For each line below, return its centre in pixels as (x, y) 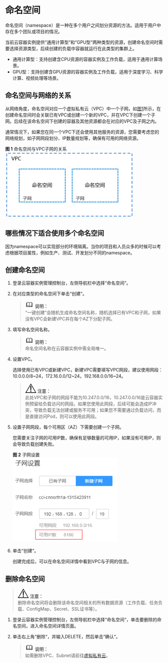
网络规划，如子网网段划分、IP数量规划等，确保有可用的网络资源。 (73, 138)
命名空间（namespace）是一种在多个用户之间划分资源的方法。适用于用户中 (83, 25)
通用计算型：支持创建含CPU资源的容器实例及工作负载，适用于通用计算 (85, 59)
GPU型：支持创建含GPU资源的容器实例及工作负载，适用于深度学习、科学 (88, 71)
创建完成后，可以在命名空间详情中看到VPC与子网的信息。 (72, 561)
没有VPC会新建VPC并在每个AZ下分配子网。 (70, 319)
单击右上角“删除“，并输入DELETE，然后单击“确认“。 (66, 637)
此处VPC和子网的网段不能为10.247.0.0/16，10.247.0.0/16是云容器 (92, 398)
